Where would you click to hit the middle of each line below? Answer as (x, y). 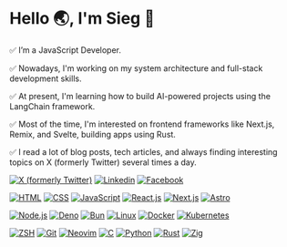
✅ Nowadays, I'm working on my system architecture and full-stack (136, 68)
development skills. (46, 78)
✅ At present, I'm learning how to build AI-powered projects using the (140, 96)
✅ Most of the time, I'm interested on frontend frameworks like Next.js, (142, 124)
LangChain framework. (52, 106)
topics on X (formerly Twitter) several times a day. (103, 162)
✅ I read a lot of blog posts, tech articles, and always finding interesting (143, 151)
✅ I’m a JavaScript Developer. (65, 50)
